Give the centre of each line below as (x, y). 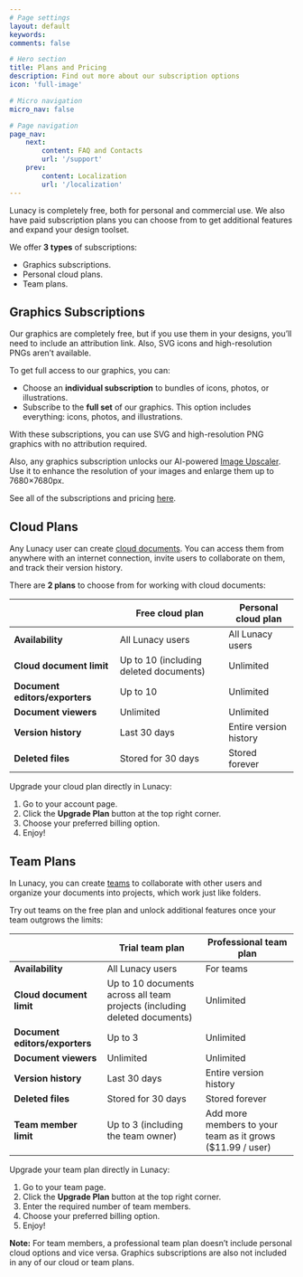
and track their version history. (66, 568)
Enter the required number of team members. (106, 1206)
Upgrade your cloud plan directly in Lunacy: (91, 787)
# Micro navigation (46, 100)
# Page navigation (44, 126)
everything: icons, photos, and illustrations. (102, 417)
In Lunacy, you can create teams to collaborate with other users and (136, 883)
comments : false (40, 43)
